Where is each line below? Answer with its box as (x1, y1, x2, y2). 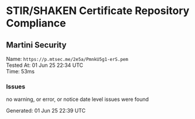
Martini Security (6, 40, 67, 50)
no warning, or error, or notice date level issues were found (6, 96, 149, 103)
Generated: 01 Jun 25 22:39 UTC (6, 107, 86, 114)
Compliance (6, 16, 66, 30)
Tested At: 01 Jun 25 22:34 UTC (6, 62, 84, 69)
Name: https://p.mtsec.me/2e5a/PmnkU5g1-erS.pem (6, 56, 129, 62)
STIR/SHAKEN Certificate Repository (6, 4, 190, 18)
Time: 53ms (6, 68, 35, 74)
